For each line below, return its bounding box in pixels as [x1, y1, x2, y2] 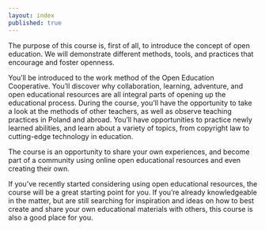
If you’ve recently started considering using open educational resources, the [8, 179, 258, 188]
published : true [8, 19, 62, 27]
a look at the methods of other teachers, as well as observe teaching [8, 106, 232, 115]
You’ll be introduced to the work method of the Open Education [8, 73, 215, 82]
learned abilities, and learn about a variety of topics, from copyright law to [8, 123, 250, 133]
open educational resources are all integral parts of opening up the [8, 89, 226, 99]
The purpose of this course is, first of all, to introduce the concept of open [8, 40, 251, 50]
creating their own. [8, 164, 70, 173]
